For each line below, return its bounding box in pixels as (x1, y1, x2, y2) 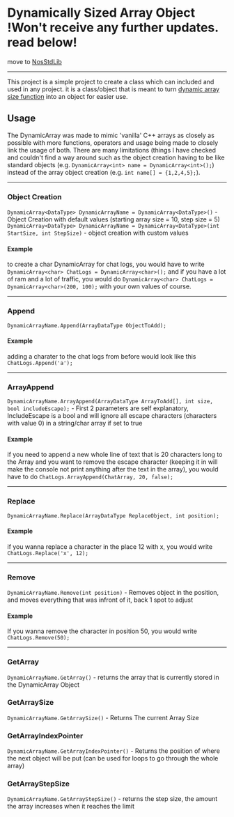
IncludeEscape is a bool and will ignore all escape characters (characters (7, 412, 217, 420)
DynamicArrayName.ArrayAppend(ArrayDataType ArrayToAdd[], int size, (7, 398, 214, 405)
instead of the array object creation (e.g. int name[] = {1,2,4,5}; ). (7, 168, 201, 176)
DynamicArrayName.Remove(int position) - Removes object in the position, (7, 589, 219, 597)
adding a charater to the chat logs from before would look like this (7, 352, 196, 360)
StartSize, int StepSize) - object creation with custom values (7, 228, 189, 238)
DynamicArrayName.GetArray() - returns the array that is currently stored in (7, 673, 219, 681)
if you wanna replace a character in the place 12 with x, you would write (7, 542, 213, 551)
